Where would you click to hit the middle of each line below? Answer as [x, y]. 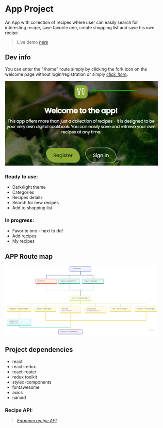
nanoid [19, 397]
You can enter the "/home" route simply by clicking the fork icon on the [76, 69]
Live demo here [33, 42]
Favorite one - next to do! [37, 231]
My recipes [23, 241]
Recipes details [27, 198]
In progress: [20, 220]
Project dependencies [39, 350]
